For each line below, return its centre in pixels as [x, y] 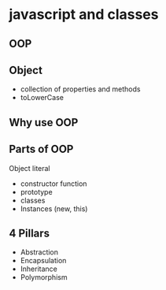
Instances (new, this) [54, 208]
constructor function [53, 184]
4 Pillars [30, 233]
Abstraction [39, 252]
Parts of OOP [41, 149]
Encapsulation [43, 261]
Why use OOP [44, 123]
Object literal [30, 168]
